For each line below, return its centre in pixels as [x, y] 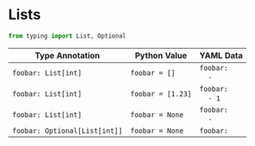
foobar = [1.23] [161, 94]
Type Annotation [67, 55]
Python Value [161, 55]
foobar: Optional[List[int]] [67, 130]
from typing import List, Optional [67, 36]
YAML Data [221, 55]
